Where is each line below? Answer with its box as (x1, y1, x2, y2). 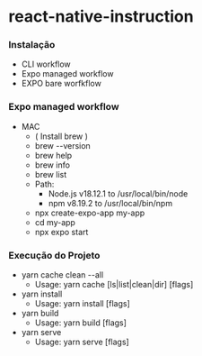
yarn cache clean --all (21, 269, 104, 280)
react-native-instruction (8, 6, 194, 27)
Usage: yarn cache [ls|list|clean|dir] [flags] (34, 279, 194, 290)
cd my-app (34, 216, 75, 227)
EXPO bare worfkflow (21, 78, 102, 89)
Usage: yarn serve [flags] (34, 336, 129, 348)
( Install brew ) (34, 131, 89, 141)
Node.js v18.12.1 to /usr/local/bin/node (48, 187, 189, 199)
